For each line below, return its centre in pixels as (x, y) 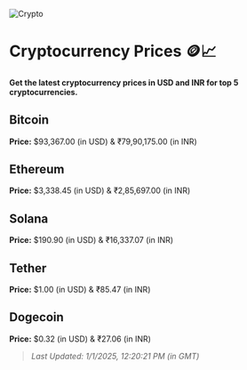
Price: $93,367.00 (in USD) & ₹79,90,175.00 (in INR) (103, 141)
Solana (29, 218)
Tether (28, 268)
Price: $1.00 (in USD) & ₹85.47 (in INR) (80, 290)
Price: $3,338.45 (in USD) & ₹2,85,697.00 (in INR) (100, 190)
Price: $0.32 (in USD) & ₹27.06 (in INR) (80, 339)
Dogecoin (36, 317)
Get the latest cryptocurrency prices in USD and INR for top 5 (124, 82)
